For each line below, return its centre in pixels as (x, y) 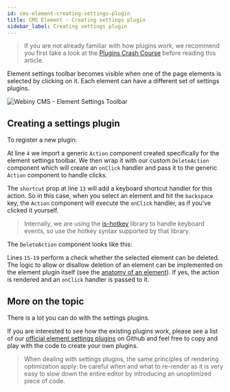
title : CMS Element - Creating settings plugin (77, 20)
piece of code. (44, 381)
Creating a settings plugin (64, 123)
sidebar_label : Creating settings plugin (67, 26)
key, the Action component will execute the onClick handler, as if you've (109, 203)
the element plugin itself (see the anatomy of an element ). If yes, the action (113, 272)
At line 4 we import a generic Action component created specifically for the (113, 153)
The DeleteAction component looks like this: (70, 244)
